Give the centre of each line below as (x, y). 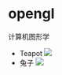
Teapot (31, 53)
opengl (31, 14)
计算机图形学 (29, 36)
